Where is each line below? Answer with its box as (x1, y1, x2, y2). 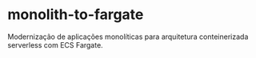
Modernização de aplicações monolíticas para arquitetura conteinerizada (7, 32, 249, 41)
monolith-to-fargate (7, 6, 144, 24)
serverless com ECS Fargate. (7, 40, 103, 49)
